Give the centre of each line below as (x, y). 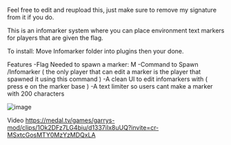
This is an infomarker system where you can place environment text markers (116, 31)
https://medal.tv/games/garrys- (70, 120)
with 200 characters (36, 93)
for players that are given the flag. (55, 38)
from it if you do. (31, 17)
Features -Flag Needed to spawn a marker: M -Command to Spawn (103, 64)
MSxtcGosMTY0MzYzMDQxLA (51, 135)
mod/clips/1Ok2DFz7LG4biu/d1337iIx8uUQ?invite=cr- (83, 127)
